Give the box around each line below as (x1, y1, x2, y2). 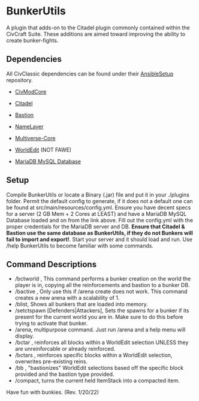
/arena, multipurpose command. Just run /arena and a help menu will (14, 326, 186, 333)
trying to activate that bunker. (14, 319, 88, 327)
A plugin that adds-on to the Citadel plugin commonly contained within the (6, 24, 190, 31)
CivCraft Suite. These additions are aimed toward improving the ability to (6, 30, 186, 37)
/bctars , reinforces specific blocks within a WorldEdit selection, (14, 352, 173, 359)
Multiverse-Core (14, 134, 56, 141)
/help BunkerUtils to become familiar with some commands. (6, 242, 154, 249)
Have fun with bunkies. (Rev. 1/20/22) (6, 388, 99, 396)
